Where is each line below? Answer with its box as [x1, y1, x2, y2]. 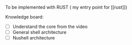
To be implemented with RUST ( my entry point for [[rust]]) [5, 4, 127, 10]
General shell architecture [12, 29, 67, 35]
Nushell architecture [12, 35, 55, 41]
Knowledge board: [5, 14, 44, 19]
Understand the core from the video [12, 23, 87, 29]
